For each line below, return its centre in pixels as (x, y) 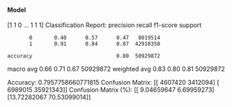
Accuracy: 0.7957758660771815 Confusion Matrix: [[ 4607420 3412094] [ (113, 83)
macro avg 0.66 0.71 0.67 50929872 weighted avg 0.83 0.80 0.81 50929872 (116, 69)
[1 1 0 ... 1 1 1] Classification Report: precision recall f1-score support (105, 25)
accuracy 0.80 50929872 (84, 56)
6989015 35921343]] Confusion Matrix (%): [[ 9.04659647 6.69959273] (111, 90)
